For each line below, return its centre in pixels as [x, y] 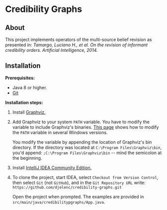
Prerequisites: [20, 78]
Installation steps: [24, 102]
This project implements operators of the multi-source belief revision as [79, 39]
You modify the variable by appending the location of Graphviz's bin [82, 142]
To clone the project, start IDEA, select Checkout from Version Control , [85, 177]
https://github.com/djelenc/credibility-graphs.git [67, 187]
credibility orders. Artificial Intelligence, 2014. [51, 50]
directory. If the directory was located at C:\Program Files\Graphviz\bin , [87, 147]
